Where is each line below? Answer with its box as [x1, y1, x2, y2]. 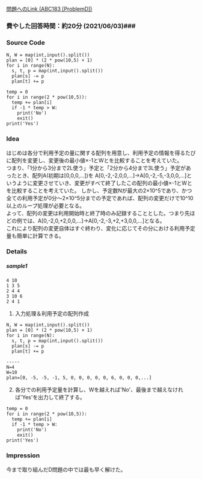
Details [6, 247, 28, 256]
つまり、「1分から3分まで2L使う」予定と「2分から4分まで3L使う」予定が [6, 164, 186, 171]
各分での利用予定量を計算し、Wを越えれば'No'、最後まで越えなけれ [14, 386, 183, 393]
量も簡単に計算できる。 [6, 232, 64, 239]
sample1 [6, 262, 28, 270]
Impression [6, 451, 40, 460]
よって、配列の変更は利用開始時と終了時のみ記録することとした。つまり [6, 209, 185, 217]
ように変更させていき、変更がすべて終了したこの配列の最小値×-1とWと [16, 179, 192, 186]
